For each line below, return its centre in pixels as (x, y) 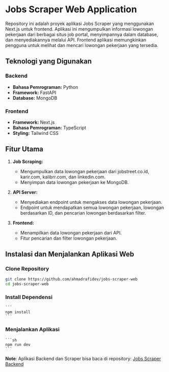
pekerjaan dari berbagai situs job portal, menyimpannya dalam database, (82, 34)
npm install (18, 312)
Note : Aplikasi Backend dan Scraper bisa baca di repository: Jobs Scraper (83, 358)
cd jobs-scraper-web (27, 284)
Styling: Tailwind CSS (36, 133)
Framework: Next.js (34, 122)
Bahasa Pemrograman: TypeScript (49, 127)
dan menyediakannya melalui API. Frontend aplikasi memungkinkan (76, 40)
